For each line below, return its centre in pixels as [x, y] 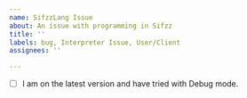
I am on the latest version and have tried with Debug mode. [130, 84]
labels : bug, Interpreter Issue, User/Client [95, 42]
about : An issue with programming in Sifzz [91, 26]
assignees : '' [36, 51]
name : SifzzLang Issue [51, 17]
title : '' [28, 34]
